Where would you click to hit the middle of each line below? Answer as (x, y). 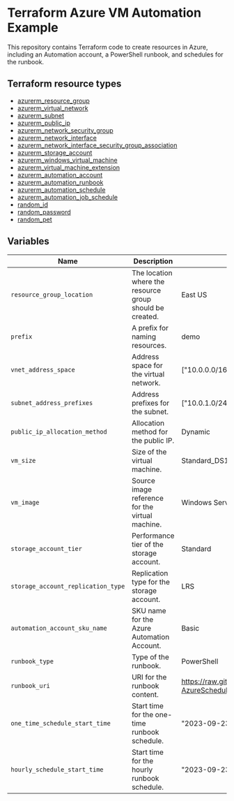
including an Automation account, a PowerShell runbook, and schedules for (116, 54)
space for (147, 365)
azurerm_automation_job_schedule (68, 197)
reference (147, 498)
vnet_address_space (43, 369)
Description (153, 261)
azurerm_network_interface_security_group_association (97, 145)
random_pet (34, 219)
